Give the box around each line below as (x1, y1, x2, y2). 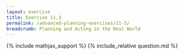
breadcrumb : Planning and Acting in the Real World (6, 25, 141, 32)
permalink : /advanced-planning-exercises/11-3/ (6, 20, 130, 26)
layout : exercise (6, 8, 51, 15)
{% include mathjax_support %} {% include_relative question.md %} (6, 42, 178, 50)
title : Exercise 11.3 (6, 15, 62, 21)
